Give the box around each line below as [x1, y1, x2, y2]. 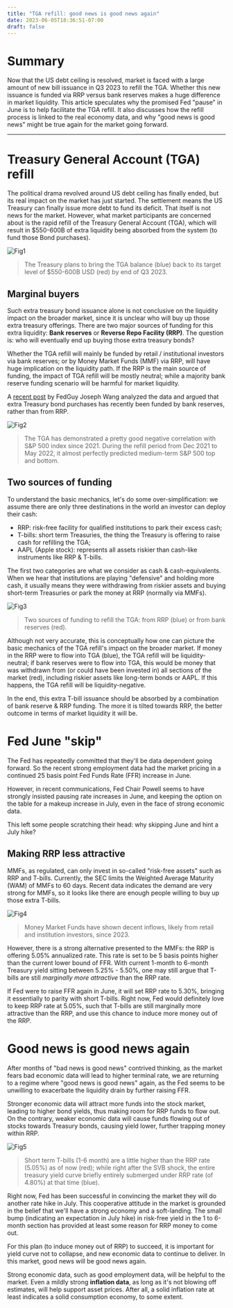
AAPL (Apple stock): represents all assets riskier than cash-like [17, 545, 198, 554]
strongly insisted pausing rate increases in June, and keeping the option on [7, 792, 222, 800]
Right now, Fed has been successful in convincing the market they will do [7, 1191, 217, 1200]
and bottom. [24, 456, 60, 465]
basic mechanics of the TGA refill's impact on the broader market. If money [7, 644, 223, 652]
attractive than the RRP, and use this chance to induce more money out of [7, 1009, 218, 1017]
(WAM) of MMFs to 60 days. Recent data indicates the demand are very [7, 881, 213, 889]
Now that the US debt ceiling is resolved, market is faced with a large [7, 76, 205, 84]
